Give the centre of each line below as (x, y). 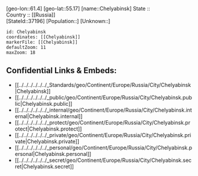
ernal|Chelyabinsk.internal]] (48, 116)
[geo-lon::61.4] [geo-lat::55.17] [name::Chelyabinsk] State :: (78, 9)
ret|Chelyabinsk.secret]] (44, 166)
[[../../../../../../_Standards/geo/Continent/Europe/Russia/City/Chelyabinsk (103, 84)
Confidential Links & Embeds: (61, 71)
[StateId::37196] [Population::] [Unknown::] (58, 21)
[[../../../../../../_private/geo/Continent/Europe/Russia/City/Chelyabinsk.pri (103, 135)
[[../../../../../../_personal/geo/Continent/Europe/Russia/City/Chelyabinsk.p (103, 148)
